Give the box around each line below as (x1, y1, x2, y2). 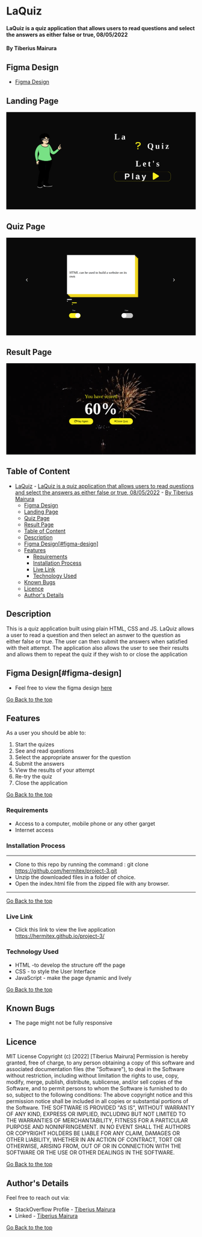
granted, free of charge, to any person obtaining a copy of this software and (6, 1059, 195, 1066)
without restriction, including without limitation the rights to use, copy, (6, 1072, 179, 1080)
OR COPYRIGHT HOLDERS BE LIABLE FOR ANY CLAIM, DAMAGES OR (6, 1130, 180, 1137)
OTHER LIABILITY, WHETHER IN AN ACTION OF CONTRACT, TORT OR (6, 1136, 182, 1143)
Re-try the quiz (14, 773, 53, 780)
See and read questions (14, 747, 74, 755)
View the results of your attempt (14, 766, 95, 774)
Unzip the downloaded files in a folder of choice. (14, 873, 136, 880)
